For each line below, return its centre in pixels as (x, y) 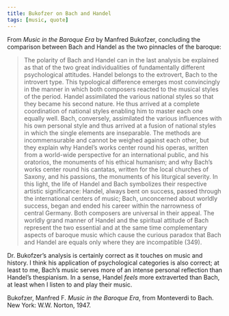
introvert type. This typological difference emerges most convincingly (122, 82)
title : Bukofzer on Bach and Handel (59, 13)
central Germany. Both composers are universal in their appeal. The (119, 212)
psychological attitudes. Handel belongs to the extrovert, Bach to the (120, 74)
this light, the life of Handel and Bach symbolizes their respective (115, 184)
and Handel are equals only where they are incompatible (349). (113, 242)
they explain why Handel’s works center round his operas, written (116, 147)
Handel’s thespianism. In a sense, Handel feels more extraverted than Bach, (113, 277)
